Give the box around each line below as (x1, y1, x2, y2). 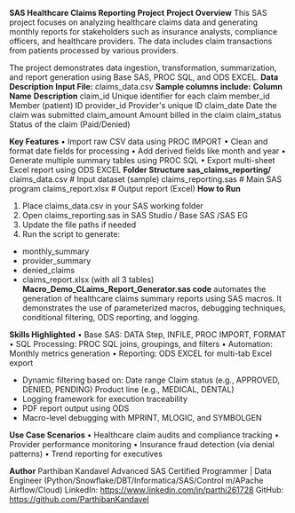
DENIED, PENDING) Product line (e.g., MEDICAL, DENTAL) (21, 384, 235, 394)
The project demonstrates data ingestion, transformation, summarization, (9, 62, 277, 73)
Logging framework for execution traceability (21, 394, 188, 404)
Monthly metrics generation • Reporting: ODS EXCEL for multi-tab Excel (9, 348, 273, 359)
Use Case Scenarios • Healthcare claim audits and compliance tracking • (9, 430, 280, 440)
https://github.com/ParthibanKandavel (9, 494, 149, 504)
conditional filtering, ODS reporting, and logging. (21, 312, 200, 322)
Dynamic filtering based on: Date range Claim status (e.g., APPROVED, (21, 375, 280, 385)
